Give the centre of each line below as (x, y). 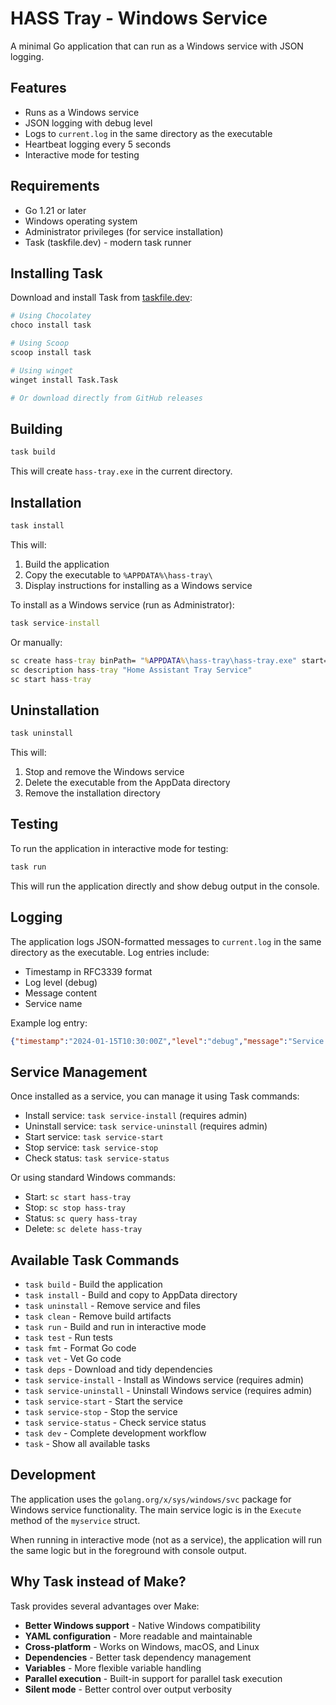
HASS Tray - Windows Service (139, 18)
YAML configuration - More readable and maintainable (138, 1636)
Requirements (55, 186)
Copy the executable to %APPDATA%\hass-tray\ (118, 574)
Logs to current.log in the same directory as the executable (148, 133)
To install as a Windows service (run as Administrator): (122, 604)
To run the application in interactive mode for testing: (119, 848)
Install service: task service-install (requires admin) (136, 1116)
